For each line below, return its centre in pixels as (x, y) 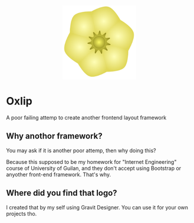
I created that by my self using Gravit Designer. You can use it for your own (97, 207)
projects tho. (22, 214)
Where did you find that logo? (62, 193)
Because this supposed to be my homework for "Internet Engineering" (91, 161)
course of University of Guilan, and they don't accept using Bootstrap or (94, 168)
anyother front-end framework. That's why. (59, 174)
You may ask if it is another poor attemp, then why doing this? (81, 150)
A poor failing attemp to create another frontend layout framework (86, 117)
